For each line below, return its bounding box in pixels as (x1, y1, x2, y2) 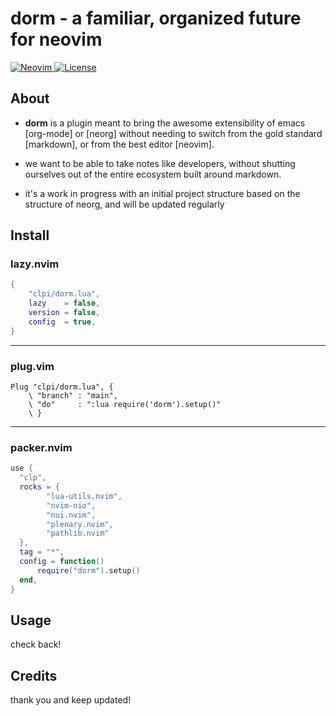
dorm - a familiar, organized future (10, 7, 302, 30)
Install (10, 227, 50, 244)
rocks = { (19, 482, 60, 492)
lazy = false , (28, 298, 101, 309)
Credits (10, 667, 58, 684)
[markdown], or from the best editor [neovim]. (24, 138, 215, 150)
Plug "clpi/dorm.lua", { (10, 382, 114, 392)
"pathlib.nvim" (46, 528, 110, 539)
